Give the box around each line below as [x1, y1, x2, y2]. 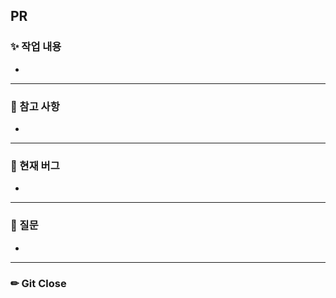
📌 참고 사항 [10, 99, 60, 113]
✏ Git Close [10, 276, 67, 290]
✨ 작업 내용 [10, 40, 62, 54]
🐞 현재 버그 [10, 159, 60, 173]
